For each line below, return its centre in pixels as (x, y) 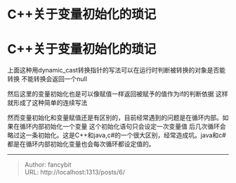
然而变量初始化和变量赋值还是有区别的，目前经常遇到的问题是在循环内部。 (115, 118)
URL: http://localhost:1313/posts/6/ (74, 172)
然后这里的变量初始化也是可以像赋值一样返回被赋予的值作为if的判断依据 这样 (118, 94)
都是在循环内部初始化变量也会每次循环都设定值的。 (81, 144)
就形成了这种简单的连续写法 (47, 103)
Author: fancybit (48, 165)
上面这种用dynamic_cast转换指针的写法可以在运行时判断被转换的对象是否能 (117, 70)
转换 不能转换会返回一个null (47, 79)
